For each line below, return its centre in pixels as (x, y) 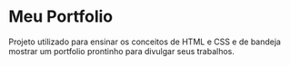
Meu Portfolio (61, 17)
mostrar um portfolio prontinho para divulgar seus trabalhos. (122, 51)
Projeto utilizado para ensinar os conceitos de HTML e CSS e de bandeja (145, 42)
